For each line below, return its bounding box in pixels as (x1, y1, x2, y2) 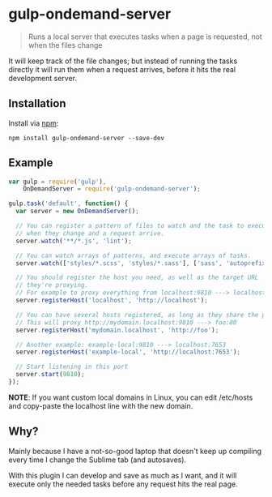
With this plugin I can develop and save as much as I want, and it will (8, 470, 237, 480)
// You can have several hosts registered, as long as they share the (15, 311, 259, 319)
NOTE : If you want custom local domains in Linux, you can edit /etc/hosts (8, 392, 253, 402)
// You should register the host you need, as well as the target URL (15, 273, 259, 282)
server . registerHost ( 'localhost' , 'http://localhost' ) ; (15, 297, 208, 305)
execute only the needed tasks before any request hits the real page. (8, 479, 238, 489)
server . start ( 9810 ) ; (15, 371, 85, 379)
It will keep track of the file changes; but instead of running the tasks (8, 56, 238, 66)
